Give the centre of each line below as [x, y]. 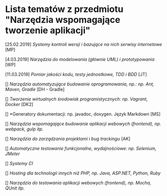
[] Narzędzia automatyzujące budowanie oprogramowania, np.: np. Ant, [80, 84]
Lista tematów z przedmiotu [64, 9]
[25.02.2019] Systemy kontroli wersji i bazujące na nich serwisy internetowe [84, 44]
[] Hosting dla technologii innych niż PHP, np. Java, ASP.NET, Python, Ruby [83, 173]
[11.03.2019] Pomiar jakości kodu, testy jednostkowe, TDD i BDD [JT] [76, 74]
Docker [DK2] [19, 104]
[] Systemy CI [19, 163]
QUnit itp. [15, 188]
